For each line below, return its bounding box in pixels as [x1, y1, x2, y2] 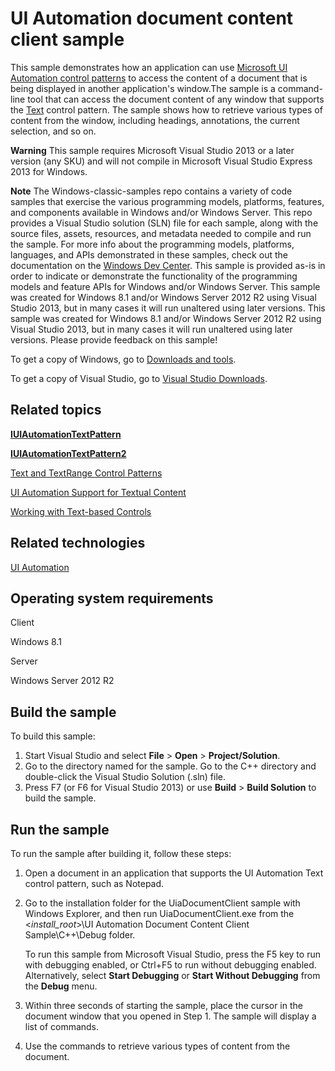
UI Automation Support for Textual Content [10, 486, 187, 498]
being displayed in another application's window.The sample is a [10, 82, 276, 94]
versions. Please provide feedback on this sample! [10, 333, 218, 346]
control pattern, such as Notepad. [24, 878, 165, 889]
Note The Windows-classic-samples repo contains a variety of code [10, 185, 293, 197]
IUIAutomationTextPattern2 [10, 447, 127, 459]
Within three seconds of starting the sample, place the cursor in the [24, 1000, 303, 1011]
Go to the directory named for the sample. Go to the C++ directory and [24, 760, 317, 772]
